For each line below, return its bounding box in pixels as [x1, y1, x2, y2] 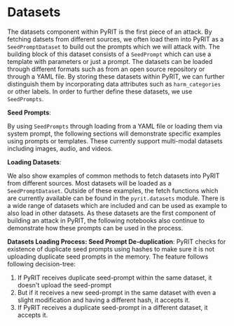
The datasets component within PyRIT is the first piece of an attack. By [7, 27, 212, 36]
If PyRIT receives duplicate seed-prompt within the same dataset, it [17, 273, 212, 282]
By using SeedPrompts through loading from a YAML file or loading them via [7, 122, 223, 130]
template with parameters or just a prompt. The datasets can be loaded [7, 57, 213, 65]
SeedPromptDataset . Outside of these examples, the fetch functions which [7, 186, 219, 195]
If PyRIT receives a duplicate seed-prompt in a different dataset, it [17, 303, 208, 311]
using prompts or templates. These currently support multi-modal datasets [7, 136, 223, 145]
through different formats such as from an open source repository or [7, 65, 205, 73]
